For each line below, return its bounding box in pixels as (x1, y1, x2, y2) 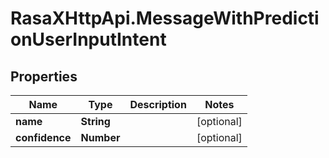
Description (129, 98, 187, 111)
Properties (10, 68, 78, 85)
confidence (15, 131, 72, 144)
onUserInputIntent (10, 28, 167, 51)
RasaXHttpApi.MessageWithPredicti (10, 7, 320, 30)
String (80, 115, 111, 128)
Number (80, 131, 121, 144)
